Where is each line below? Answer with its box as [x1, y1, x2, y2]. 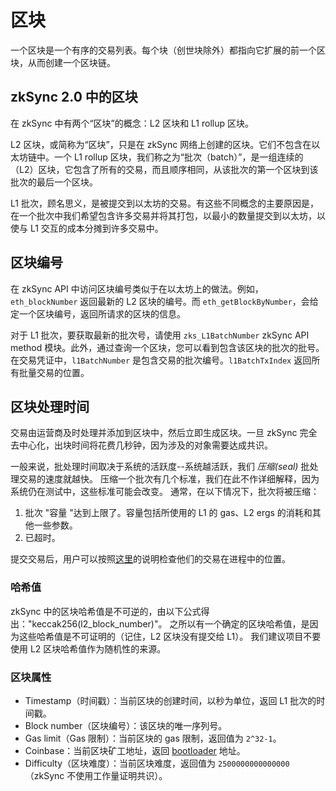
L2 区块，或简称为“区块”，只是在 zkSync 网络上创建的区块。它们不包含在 [10, 138, 312, 150]
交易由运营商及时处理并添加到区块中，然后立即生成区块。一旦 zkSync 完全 [10, 427, 318, 439]
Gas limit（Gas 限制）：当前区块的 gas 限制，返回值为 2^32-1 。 [24, 732, 282, 744]
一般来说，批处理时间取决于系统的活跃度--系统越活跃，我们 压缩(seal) [10, 461, 299, 473]
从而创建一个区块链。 [27, 56, 116, 68]
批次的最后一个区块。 [10, 176, 98, 188]
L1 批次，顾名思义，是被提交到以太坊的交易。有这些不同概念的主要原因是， [10, 197, 319, 209]
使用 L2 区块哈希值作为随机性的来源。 [10, 642, 167, 655]
